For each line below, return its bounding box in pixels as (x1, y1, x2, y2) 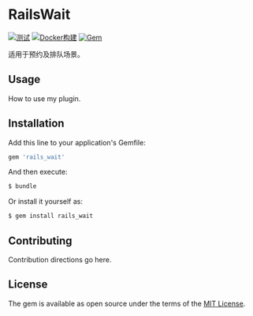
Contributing (8, 234, 73, 247)
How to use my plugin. (8, 93, 81, 103)
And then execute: (8, 167, 68, 177)
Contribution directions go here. (8, 255, 112, 264)
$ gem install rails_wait (8, 212, 93, 220)
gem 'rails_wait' (8, 152, 65, 161)
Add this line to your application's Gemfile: (8, 137, 146, 147)
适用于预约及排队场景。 (8, 49, 84, 58)
